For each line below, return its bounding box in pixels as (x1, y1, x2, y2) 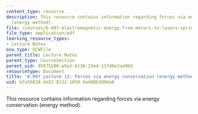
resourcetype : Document (6, 68, 65, 74)
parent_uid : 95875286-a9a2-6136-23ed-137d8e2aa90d (6, 63, 133, 69)
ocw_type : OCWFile (6, 47, 51, 53)
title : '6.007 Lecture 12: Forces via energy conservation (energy (6, 74, 176, 80)
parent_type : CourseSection (6, 57, 75, 63)
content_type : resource (6, 8, 65, 15)
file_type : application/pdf (6, 30, 75, 36)
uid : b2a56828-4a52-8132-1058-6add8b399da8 (6, 80, 115, 85)
